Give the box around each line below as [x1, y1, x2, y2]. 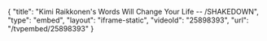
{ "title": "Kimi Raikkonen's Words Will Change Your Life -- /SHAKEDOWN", [7, 7, 260, 16]
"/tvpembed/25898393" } [7, 24, 94, 33]
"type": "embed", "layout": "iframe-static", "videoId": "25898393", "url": [7, 15, 249, 25]
